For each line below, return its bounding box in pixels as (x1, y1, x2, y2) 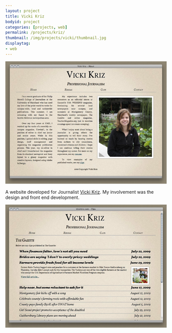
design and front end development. (5, 194, 80, 200)
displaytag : (5, 41, 31, 46)
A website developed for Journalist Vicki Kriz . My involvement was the (5, 189, 154, 195)
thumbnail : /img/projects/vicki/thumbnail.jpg (5, 35, 106, 41)
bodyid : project (5, 19, 40, 24)
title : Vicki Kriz (5, 13, 45, 19)
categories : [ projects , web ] (5, 25, 68, 30)
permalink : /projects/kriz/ (5, 30, 66, 35)
